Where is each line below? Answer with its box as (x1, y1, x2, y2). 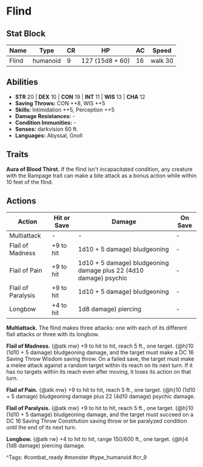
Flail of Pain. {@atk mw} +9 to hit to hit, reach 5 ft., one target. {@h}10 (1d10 (6, 386, 196, 394)
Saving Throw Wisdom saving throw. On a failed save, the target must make (6, 356, 195, 363)
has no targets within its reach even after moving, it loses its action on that (6, 368, 192, 376)
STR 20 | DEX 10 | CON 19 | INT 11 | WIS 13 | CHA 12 (14, 93, 146, 101)
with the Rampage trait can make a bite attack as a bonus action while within (6, 171, 197, 179)
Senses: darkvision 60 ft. (14, 125, 79, 133)
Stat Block (6, 28, 46, 39)
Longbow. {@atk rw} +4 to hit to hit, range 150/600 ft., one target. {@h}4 (6, 436, 188, 443)
